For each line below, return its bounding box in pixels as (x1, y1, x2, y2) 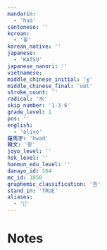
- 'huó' (13, 17, 37, 24)
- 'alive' (13, 128, 42, 135)
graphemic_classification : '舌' (7, 180, 101, 187)
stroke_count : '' (7, 89, 58, 96)
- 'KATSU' (13, 56, 42, 63)
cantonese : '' (7, 23, 49, 30)
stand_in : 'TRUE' (7, 187, 58, 194)
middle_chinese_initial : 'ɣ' (7, 75, 93, 83)
